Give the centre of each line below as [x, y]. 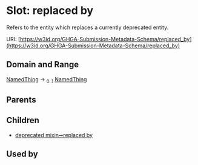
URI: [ [13, 39]
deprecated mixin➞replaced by [54, 135]
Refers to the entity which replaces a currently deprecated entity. [87, 27]
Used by [22, 154]
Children [23, 120]
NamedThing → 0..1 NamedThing [47, 80]
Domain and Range [43, 65]
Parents [21, 100]
